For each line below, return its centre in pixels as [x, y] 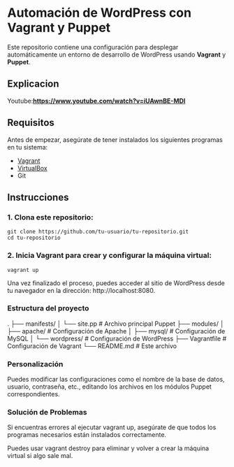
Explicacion [33, 84]
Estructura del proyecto [48, 308]
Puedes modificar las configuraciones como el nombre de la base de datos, [116, 380]
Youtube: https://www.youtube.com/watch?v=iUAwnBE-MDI [96, 101]
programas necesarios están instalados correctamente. [87, 435]
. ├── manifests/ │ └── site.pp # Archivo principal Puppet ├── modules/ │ [116, 324]
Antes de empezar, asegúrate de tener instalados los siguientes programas [115, 139]
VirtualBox [32, 168]
